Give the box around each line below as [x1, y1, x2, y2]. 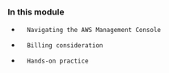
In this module [7, 6, 65, 18]
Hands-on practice [27, 57, 89, 66]
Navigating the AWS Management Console [27, 26, 161, 34]
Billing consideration [27, 42, 104, 50]
